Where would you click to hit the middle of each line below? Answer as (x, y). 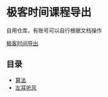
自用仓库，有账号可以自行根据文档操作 (54, 30)
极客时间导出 (22, 43)
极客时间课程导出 (49, 12)
